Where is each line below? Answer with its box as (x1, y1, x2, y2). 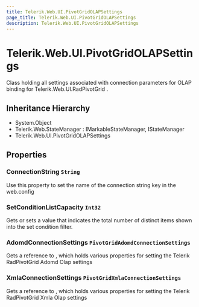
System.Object (14, 119, 52, 127)
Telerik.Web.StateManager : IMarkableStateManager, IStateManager (14, 125, 185, 133)
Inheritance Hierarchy (6, 103, 90, 113)
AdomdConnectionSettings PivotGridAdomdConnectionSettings (6, 239, 191, 247)
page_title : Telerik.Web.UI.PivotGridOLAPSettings (6, 15, 136, 21)
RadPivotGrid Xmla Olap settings (6, 294, 87, 301)
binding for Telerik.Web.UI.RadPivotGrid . (6, 85, 109, 93)
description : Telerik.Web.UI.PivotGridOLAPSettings (6, 20, 139, 26)
